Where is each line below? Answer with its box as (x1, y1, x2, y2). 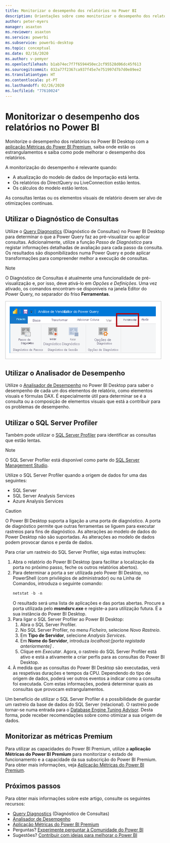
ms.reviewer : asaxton (5, 29, 51, 35)
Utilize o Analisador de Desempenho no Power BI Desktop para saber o (5, 382, 154, 389)
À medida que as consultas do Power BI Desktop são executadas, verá (12, 665, 160, 671)
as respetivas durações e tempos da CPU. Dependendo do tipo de (12, 670, 151, 676)
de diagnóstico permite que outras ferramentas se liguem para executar (5, 523, 155, 529)
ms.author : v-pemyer (5, 56, 49, 61)
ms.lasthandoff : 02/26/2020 (5, 83, 65, 88)
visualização (5, 280, 31, 286)
